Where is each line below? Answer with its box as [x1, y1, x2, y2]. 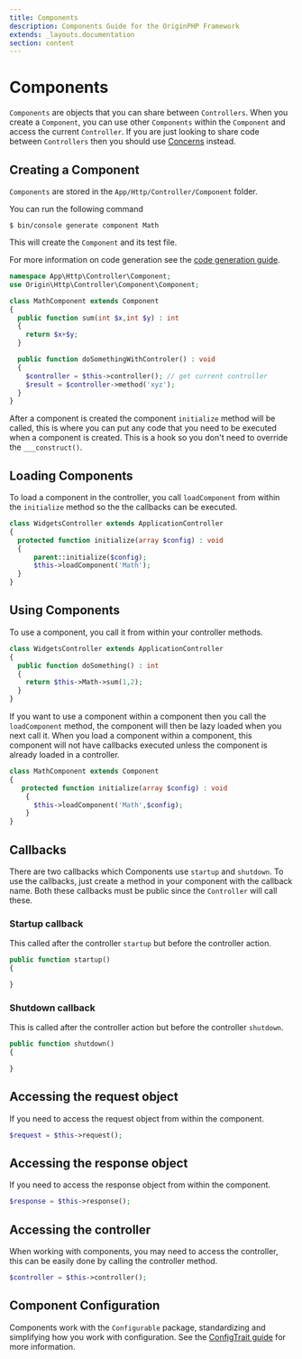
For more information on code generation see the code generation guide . [9, 255, 281, 265]
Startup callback [9, 917, 84, 930]
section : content [9, 38, 75, 48]
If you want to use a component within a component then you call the [9, 711, 267, 721]
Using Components [9, 602, 120, 619]
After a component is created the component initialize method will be [9, 413, 276, 424]
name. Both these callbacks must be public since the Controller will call [9, 885, 278, 896]
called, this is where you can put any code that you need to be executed [9, 423, 278, 433]
